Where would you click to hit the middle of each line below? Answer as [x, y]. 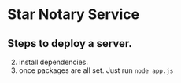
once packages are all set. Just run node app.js [96, 70]
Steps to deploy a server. [70, 43]
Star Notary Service [73, 14]
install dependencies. [53, 62]
